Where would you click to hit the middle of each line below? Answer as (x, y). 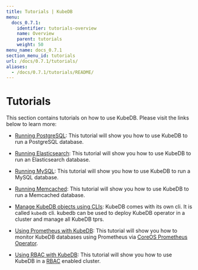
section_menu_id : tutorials (41, 56)
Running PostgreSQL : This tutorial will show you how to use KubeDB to (101, 136)
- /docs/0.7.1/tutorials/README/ (53, 72)
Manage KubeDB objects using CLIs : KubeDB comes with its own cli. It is (103, 207)
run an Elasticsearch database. (52, 160)
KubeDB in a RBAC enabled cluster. (58, 261)
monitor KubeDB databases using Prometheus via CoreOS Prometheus (101, 237)
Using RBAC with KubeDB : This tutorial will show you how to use (93, 255)
